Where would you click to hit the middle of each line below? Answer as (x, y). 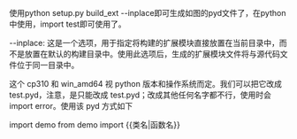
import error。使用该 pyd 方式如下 (71, 106)
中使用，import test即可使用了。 (68, 24)
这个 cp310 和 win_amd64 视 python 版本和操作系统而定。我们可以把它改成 (146, 84)
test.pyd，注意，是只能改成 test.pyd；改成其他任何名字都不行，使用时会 (141, 95)
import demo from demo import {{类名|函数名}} (95, 125)
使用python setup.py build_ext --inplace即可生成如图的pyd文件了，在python (148, 13)
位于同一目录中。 (48, 65)
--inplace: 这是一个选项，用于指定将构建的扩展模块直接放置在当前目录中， (145, 43)
